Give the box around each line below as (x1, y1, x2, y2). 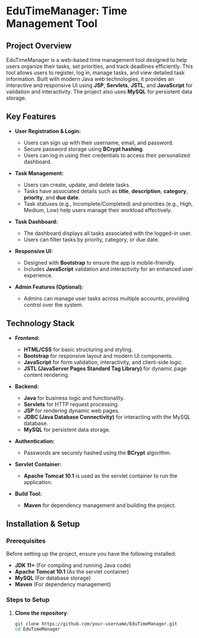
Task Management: (14, 169, 64, 176)
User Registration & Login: (14, 127, 81, 135)
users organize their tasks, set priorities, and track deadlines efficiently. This (6, 63, 193, 70)
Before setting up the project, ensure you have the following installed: (6, 550, 176, 558)
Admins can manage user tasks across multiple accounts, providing (23, 295, 189, 302)
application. (23, 478, 53, 485)
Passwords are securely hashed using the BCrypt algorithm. (23, 449, 172, 456)
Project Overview (6, 41, 72, 51)
